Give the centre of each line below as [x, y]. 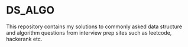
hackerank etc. [24, 39]
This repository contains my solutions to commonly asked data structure [94, 26]
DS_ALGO [30, 10]
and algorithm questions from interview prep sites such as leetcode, [89, 32]
